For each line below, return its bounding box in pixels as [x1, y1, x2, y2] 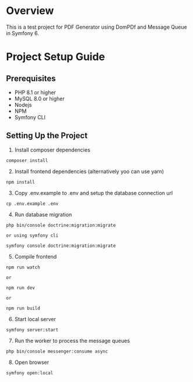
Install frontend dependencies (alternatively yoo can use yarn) [14, 168, 164, 175]
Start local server [14, 315, 57, 322]
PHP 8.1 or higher [14, 89, 57, 96]
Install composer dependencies [14, 146, 90, 153]
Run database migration [14, 211, 72, 218]
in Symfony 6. [6, 29, 39, 36]
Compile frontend [14, 253, 57, 260]
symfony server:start [6, 326, 59, 333]
